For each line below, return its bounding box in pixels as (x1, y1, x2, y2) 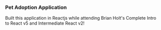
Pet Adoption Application (5, 4, 67, 11)
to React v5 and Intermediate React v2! (5, 20, 85, 26)
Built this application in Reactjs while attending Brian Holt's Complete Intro (5, 15, 157, 21)
